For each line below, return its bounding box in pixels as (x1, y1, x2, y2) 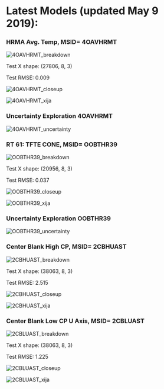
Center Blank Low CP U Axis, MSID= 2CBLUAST (6, 317, 145, 325)
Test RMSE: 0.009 (6, 74, 50, 81)
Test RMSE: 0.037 (6, 176, 50, 184)
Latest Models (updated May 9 (6, 4, 159, 18)
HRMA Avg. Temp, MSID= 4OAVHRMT (6, 38, 117, 46)
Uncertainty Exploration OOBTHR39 (6, 214, 111, 223)
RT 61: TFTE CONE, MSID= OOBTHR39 (6, 140, 118, 149)
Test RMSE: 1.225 (6, 353, 49, 360)
